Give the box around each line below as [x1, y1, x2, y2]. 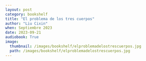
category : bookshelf [5, 12, 48, 17]
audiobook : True [5, 35, 39, 40]
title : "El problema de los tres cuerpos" [5, 16, 95, 21]
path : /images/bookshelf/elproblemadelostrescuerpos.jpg [9, 48, 131, 53]
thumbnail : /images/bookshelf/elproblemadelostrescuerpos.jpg [9, 44, 142, 49]
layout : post [5, 7, 32, 12]
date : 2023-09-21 [5, 30, 41, 35]
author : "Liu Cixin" [5, 21, 48, 26]
